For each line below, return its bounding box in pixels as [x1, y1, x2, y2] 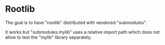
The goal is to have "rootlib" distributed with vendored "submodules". [5, 20, 147, 25]
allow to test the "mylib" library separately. [5, 34, 92, 40]
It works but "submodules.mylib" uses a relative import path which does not [5, 29, 160, 35]
